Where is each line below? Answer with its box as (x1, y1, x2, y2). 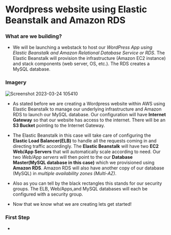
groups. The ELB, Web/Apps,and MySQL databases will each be (12, 185, 148, 191)
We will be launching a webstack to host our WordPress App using (12, 45, 153, 51)
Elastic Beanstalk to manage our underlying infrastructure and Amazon (12, 106, 162, 112)
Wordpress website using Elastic (5, 4, 147, 15)
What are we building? (5, 33, 62, 40)
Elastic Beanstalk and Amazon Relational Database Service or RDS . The (12, 50, 165, 56)
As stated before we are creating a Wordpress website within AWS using (12, 100, 165, 106)
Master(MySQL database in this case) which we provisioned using (12, 159, 155, 165)
